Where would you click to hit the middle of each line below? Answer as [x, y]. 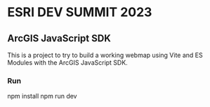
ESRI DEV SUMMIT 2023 [80, 12]
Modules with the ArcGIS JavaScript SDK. [67, 63]
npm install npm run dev [42, 96]
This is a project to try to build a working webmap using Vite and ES [105, 55]
